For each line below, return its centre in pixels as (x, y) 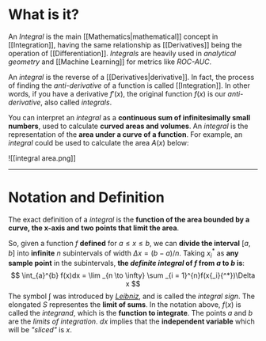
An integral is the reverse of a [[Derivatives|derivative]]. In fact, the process (131, 77)
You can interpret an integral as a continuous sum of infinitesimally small (129, 117)
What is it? (44, 15)
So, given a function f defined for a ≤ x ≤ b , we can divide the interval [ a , (129, 243)
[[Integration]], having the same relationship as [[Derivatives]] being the (125, 44)
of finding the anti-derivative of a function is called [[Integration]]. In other (129, 85)
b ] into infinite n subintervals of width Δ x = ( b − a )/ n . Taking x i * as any (123, 253)
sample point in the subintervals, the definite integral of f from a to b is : (127, 263)
